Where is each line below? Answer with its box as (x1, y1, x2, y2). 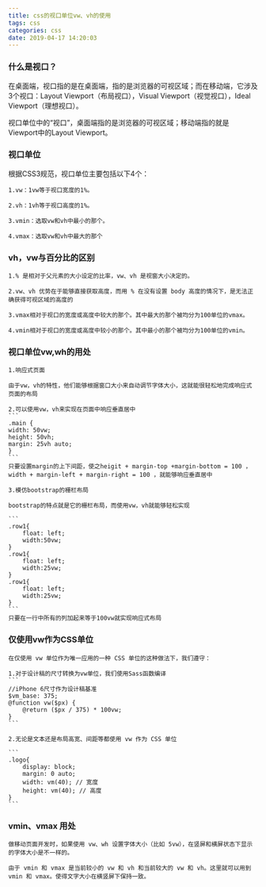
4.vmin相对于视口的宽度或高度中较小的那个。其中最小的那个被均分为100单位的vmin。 (8, 327, 249, 335)
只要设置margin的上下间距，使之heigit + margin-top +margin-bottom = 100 (8, 463, 242, 470)
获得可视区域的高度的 (13, 296, 74, 304)
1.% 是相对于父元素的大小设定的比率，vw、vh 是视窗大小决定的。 (8, 272, 194, 280)
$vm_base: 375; (8, 692, 59, 700)
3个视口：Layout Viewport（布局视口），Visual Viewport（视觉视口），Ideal (8, 90, 251, 100)
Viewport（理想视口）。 (8, 101, 83, 110)
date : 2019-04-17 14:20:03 (8, 33, 97, 42)
